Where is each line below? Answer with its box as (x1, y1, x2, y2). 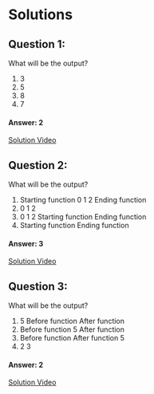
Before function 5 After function (19, 325, 125, 334)
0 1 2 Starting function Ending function (19, 212, 147, 222)
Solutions (8, 6, 73, 24)
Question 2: (8, 158, 68, 172)
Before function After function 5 (19, 333, 125, 343)
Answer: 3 (8, 238, 44, 248)
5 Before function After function (19, 317, 125, 326)
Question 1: (8, 37, 66, 51)
